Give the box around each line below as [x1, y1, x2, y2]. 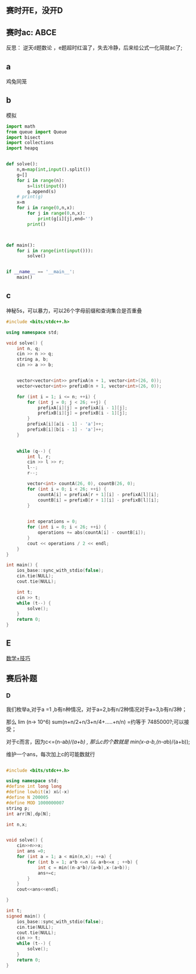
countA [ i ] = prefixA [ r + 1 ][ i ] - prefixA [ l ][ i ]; [37, 491, 160, 497]
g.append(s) [27, 188, 57, 194]
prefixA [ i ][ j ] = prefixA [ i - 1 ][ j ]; [37, 405, 128, 411]
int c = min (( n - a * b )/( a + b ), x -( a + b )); [37, 865, 131, 870]
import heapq [6, 145, 38, 151]
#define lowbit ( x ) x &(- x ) [6, 789, 69, 795]
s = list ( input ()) [27, 183, 67, 189]
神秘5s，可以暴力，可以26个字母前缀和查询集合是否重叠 [6, 307, 142, 314]
